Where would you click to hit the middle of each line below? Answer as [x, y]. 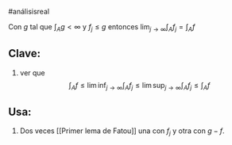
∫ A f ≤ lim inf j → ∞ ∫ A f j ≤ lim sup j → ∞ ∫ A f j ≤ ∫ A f [139, 86]
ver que [32, 72]
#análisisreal [29, 11]
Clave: [25, 53]
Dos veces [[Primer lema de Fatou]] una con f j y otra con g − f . [122, 132]
